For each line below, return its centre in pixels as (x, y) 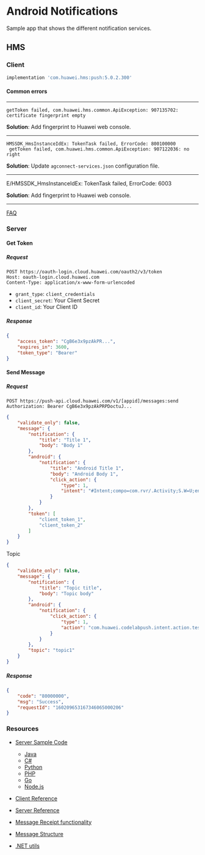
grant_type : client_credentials (55, 294)
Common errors (27, 91)
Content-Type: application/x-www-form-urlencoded (71, 283)
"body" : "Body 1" (61, 446)
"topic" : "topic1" (52, 650)
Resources (23, 729)
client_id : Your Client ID (46, 307)
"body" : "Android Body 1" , (84, 474)
